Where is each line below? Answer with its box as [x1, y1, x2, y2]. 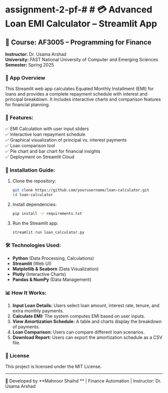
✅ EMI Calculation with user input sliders [5, 126, 89, 132]
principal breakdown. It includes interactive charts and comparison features [5, 96, 161, 103]
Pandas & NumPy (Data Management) [12, 276, 91, 282]
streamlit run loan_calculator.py [12, 230, 84, 235]
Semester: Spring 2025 [5, 62, 54, 68]
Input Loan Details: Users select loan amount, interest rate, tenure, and [12, 302, 159, 308]
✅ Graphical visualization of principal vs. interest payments [5, 137, 127, 143]
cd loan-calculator [12, 192, 53, 197]
